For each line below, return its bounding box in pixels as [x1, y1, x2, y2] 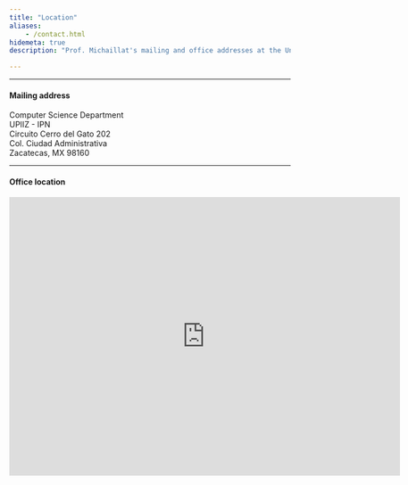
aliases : [9, 21, 42, 30]
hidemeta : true [9, 37, 66, 47]
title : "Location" [9, 12, 78, 22]
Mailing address [9, 90, 71, 101]
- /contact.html [25, 29, 87, 38]
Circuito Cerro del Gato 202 [9, 128, 112, 139]
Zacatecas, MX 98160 [9, 148, 90, 159]
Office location [9, 176, 66, 187]
